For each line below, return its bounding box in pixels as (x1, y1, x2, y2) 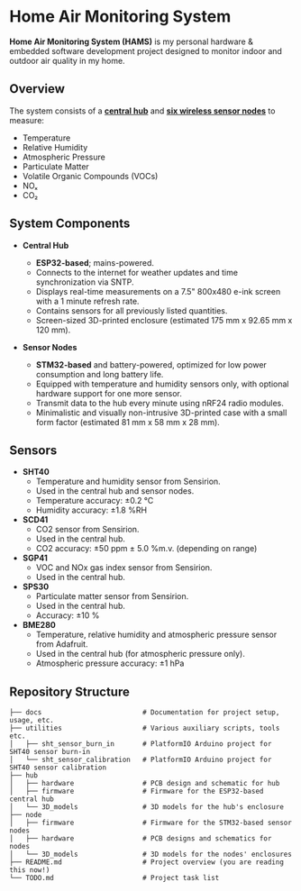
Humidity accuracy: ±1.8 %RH (35, 505, 147, 515)
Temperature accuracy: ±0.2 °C (35, 496, 154, 506)
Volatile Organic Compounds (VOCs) (22, 170, 159, 181)
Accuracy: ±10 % (35, 610, 100, 621)
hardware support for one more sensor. (35, 387, 182, 398)
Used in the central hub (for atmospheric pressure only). (35, 649, 245, 659)
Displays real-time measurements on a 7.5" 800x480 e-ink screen (35, 286, 281, 296)
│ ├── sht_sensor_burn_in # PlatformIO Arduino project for (9, 740, 272, 749)
